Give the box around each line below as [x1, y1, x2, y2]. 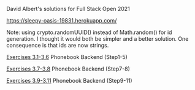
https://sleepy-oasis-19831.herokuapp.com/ [6, 17, 117, 24]
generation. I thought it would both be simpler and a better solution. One [6, 35, 189, 42]
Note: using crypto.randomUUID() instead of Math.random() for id [6, 29, 172, 36]
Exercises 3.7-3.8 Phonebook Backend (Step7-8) [6, 65, 130, 72]
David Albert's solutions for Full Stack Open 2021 [6, 5, 130, 12]
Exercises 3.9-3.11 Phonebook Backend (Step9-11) [6, 77, 133, 84]
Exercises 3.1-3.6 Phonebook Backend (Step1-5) [6, 54, 128, 60]
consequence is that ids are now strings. [6, 42, 109, 49]
